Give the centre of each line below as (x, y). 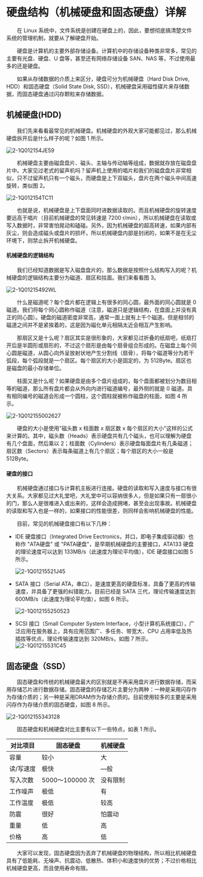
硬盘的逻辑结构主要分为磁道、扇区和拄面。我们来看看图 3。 (85, 277)
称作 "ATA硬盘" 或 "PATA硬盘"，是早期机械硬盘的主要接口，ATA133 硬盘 (104, 544)
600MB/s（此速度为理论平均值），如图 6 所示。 (73, 599)
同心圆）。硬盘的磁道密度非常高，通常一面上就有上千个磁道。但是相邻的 (105, 317)
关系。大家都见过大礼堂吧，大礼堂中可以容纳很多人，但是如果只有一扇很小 (104, 496)
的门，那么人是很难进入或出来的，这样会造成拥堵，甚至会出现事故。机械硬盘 (101, 503)
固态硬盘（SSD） (38, 666)
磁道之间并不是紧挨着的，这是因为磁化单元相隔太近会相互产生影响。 (91, 325)
